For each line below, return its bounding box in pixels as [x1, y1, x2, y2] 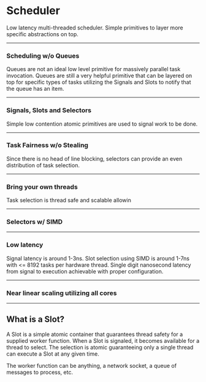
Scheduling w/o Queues [6, 52, 80, 60]
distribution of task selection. [6, 161, 80, 169]
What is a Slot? [6, 314, 65, 325]
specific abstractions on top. [6, 30, 78, 37]
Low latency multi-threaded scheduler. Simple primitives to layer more [6, 24, 183, 31]
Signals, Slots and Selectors [6, 106, 92, 115]
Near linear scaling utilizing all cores [6, 289, 117, 297]
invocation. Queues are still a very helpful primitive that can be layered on [6, 72, 193, 80]
